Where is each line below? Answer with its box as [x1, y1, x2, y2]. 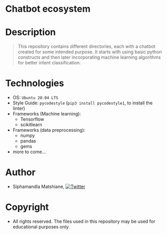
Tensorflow [20, 116, 44, 123]
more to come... [12, 149, 46, 155]
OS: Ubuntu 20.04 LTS [12, 95, 59, 101]
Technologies [5, 78, 65, 89]
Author [5, 167, 36, 178]
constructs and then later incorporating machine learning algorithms [17, 54, 161, 60]
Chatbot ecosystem [5, 3, 91, 15]
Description [5, 27, 56, 38]
